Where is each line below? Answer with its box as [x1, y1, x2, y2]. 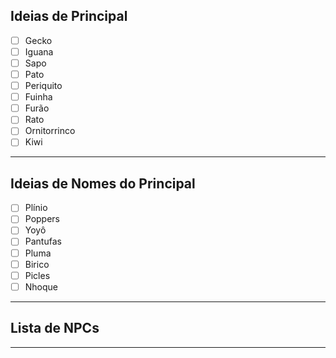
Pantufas [24, 235, 62, 248]
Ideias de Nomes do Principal [10, 175, 196, 192]
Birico [24, 258, 50, 270]
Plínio [24, 202, 48, 214]
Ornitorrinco [24, 125, 76, 137]
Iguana [24, 45, 54, 58]
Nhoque [24, 280, 59, 293]
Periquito [24, 80, 63, 92]
